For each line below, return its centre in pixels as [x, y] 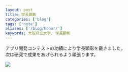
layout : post [19, 10]
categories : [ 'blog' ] [28, 19]
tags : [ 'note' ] [21, 24]
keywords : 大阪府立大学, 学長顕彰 [38, 33]
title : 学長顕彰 [21, 15]
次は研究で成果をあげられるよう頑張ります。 [52, 54]
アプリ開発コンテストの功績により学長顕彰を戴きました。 [65, 48]
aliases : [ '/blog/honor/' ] [34, 29]
